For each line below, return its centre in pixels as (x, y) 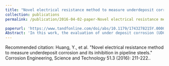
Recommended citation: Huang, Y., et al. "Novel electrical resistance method (84, 47)
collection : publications (32, 15)
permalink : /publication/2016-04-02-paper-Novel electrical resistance (82, 19)
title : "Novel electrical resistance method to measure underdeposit (80, 10)
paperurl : (16, 28)
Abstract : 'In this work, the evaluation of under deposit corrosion (80, 33)
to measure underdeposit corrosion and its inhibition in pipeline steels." (79, 53)
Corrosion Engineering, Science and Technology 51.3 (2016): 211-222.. (78, 58)
